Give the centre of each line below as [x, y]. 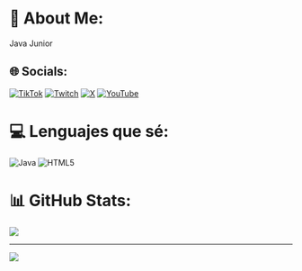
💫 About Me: [57, 18]
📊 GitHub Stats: [71, 200]
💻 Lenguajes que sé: [89, 131]
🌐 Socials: [39, 72]
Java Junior [31, 43]
